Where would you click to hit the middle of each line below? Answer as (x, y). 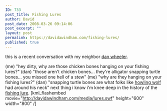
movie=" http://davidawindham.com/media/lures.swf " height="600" (74, 98)
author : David (20, 19)
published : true (22, 42)
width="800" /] (21, 103)
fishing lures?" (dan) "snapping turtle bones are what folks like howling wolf (83, 82)
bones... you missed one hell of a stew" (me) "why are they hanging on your (83, 77)
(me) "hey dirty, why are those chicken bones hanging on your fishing (77, 66)
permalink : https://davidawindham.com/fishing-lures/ (62, 38)
